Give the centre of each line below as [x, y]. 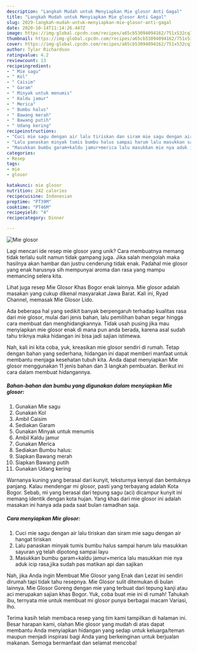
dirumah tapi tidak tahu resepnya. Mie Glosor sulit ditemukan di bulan [90, 581]
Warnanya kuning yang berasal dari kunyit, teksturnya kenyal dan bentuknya [98, 480]
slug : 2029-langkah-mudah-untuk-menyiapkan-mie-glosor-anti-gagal [89, 22]
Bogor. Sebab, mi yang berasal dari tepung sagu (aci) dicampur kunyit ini [94, 492]
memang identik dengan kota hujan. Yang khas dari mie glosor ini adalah [94, 499]
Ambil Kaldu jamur [37, 437]
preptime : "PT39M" [29, 202]
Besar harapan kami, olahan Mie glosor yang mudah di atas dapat [86, 624]
